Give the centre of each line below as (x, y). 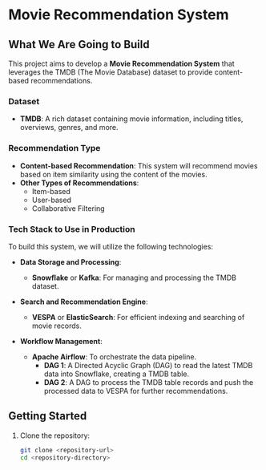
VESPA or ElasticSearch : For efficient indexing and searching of (138, 317)
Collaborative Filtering (69, 208)
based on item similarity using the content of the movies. (113, 174)
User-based (52, 200)
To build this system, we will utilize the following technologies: (111, 246)
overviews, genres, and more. (69, 128)
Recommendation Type (54, 148)
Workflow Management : (61, 341)
